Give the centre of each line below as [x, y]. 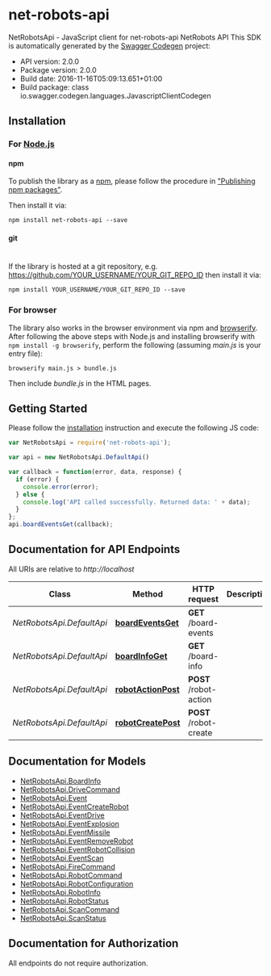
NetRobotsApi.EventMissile [65, 832]
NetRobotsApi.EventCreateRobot [74, 806]
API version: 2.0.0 [49, 61]
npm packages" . [35, 190]
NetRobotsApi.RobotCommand [71, 875]
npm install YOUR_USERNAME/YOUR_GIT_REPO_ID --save [97, 290]
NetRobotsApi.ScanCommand [69, 909]
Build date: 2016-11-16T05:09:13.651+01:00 [91, 78]
